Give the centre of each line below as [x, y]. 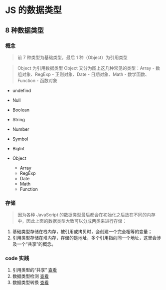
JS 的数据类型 [34, 10]
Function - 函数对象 [37, 80]
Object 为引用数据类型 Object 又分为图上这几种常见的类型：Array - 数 [89, 68]
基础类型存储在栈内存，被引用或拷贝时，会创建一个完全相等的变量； [82, 232]
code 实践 [17, 259]
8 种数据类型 [24, 30]
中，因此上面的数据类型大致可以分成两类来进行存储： [72, 221]
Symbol [20, 139]
